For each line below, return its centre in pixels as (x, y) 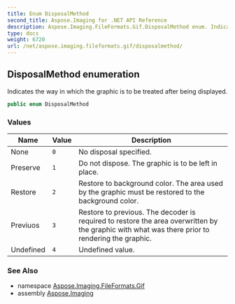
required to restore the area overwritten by (148, 221)
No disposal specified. (115, 152)
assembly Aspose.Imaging (56, 294)
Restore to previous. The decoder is (137, 212)
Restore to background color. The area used (151, 183)
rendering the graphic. (115, 238)
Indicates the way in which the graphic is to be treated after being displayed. (117, 91)
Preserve (26, 167)
